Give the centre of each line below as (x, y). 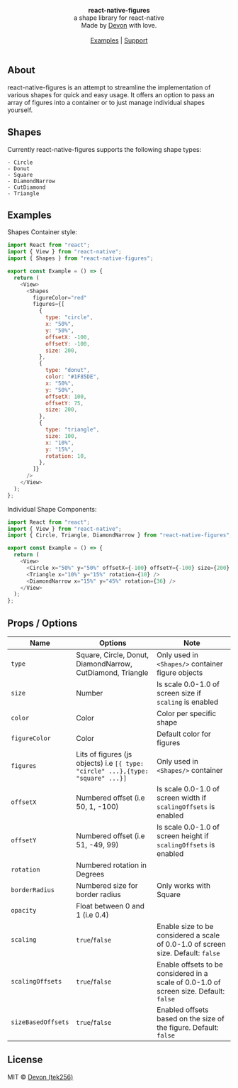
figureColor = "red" (60, 297)
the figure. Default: (188, 1027)
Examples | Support (119, 40)
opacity (24, 910)
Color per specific (187, 714)
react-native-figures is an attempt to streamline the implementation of (109, 87)
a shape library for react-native (119, 18)
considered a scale (188, 935)
